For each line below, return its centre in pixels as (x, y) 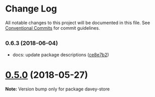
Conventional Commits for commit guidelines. (53, 28)
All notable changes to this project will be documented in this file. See (78, 23)
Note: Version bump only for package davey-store (58, 89)
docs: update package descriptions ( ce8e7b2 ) (61, 55)
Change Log (31, 9)
